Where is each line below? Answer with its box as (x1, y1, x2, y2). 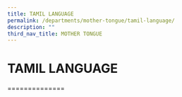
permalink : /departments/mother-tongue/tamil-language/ (7, 17, 175, 24)
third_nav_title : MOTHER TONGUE (7, 30, 102, 38)
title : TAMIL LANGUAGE (7, 10, 74, 18)
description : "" (7, 23, 55, 30)
